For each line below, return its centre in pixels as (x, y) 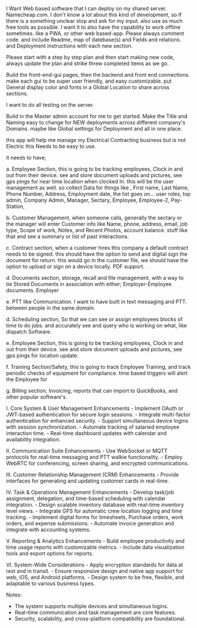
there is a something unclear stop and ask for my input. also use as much (94, 21)
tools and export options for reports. (50, 553)
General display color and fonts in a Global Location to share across (88, 87)
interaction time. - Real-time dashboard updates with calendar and (86, 433)
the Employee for (27, 379)
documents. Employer (33, 290)
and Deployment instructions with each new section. (69, 46)
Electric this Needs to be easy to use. (51, 146)
